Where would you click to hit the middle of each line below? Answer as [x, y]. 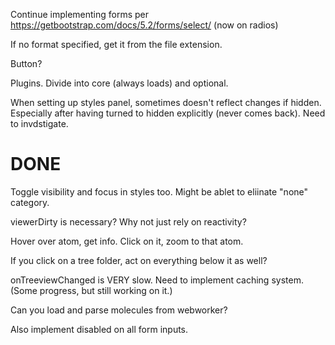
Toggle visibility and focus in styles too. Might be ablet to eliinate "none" [159, 191]
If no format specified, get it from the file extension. [116, 44]
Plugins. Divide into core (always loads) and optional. [119, 83]
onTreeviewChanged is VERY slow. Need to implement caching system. [157, 280]
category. [30, 202]
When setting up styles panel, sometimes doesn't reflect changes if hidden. [166, 102]
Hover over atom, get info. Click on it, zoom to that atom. [127, 241]
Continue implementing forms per [80, 14]
